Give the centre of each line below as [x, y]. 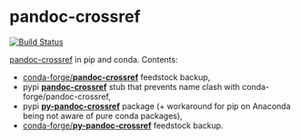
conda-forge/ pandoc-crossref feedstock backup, [116, 77]
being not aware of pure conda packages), [103, 115]
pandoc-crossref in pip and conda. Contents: [94, 59]
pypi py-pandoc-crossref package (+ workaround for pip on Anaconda [156, 105]
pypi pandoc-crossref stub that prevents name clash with [131, 86]
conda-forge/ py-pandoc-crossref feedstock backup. [123, 125]
